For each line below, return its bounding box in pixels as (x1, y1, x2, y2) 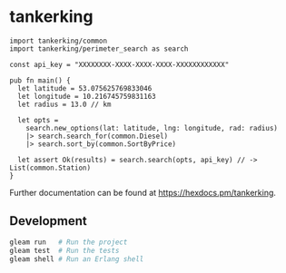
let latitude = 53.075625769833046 (17, 83, 153, 93)
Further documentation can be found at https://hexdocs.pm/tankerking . (9, 187, 277, 198)
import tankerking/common (9, 36, 107, 45)
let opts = (17, 115, 59, 124)
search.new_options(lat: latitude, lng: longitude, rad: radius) (25, 123, 279, 132)
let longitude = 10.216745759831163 (17, 92, 156, 101)
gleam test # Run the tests (9, 246, 120, 255)
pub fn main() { (9, 75, 71, 85)
